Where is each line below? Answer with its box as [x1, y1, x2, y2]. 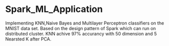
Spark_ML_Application [5, 3, 103, 15]
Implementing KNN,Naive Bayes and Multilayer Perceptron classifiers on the [5, 20, 164, 26]
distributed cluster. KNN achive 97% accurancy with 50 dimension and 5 [5, 30, 157, 36]
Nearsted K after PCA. [5, 36, 52, 42]
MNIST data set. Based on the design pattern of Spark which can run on [5, 25, 156, 31]
